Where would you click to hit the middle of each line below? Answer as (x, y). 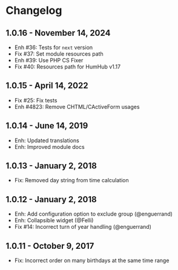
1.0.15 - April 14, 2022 (47, 86)
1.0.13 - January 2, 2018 (51, 166)
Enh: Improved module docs (50, 147)
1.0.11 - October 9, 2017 (50, 246)
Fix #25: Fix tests (36, 100)
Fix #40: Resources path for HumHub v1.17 (68, 67)
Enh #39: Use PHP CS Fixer (49, 60)
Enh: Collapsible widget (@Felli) (54, 220)
